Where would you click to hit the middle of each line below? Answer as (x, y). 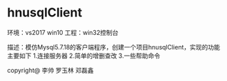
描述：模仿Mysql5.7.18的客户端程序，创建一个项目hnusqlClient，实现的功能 (114, 47)
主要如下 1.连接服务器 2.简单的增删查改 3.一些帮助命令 (84, 56)
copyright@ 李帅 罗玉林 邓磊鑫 (51, 70)
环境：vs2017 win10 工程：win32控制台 (63, 32)
